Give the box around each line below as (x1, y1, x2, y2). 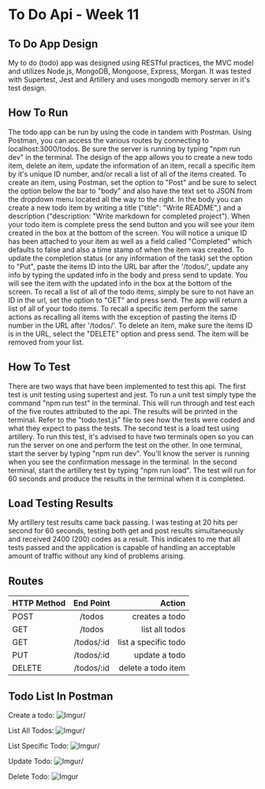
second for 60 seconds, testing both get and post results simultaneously (8, 526, 244, 536)
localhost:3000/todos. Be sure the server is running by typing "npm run (8, 144, 241, 154)
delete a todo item (118, 662, 186, 673)
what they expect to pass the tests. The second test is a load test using (8, 423, 240, 433)
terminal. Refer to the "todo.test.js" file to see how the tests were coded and (8, 415, 256, 424)
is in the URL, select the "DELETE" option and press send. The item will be (8, 328, 249, 338)
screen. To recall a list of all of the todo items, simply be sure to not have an (8, 286, 254, 296)
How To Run (8, 106, 69, 119)
